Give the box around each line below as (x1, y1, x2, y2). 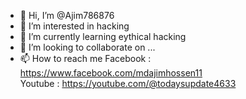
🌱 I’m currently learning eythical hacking (19, 31, 187, 42)
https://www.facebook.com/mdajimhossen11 (19, 67, 203, 79)
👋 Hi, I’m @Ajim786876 (19, 10, 115, 21)
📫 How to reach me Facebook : (19, 53, 152, 64)
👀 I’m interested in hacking (19, 20, 130, 32)
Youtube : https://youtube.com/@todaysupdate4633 (19, 78, 237, 89)
